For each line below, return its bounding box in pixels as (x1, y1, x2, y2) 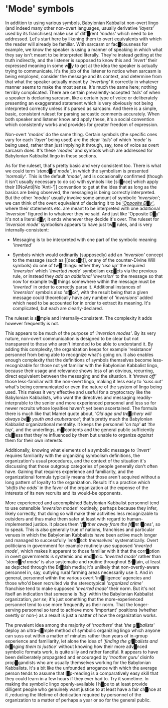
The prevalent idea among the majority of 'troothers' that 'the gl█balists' (5, 622, 155, 628)
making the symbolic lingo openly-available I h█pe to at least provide (5, 681, 148, 687)
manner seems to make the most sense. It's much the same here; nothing (5, 84, 157, 90)
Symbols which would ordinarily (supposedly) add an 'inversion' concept (12, 252, 163, 258)
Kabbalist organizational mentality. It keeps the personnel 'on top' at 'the (5, 421, 155, 427)
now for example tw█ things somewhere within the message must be (12, 278, 155, 284)
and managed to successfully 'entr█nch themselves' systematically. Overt (5, 537, 158, 543)
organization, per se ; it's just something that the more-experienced (5, 596, 144, 602)
